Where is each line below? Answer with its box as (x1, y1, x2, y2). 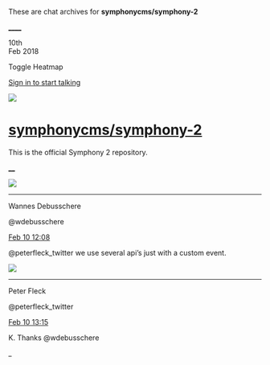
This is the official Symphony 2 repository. (8, 147, 149, 157)
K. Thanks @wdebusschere (8, 333, 100, 342)
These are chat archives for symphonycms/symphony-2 (8, 7, 198, 16)
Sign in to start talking (8, 78, 81, 87)
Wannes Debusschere (8, 201, 82, 211)
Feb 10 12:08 (8, 232, 51, 242)
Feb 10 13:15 (8, 317, 49, 326)
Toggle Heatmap (8, 62, 63, 72)
